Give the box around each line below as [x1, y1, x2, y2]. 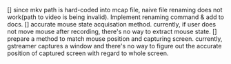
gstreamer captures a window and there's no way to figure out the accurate [7, 42, 222, 50]
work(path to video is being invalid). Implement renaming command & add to [7, 13, 224, 21]
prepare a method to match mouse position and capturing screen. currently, [7, 35, 223, 43]
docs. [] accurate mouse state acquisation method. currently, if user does [7, 20, 216, 28]
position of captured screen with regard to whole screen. [7, 49, 169, 57]
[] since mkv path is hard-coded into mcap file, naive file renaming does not [7, 6, 223, 14]
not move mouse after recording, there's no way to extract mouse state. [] [7, 27, 217, 35]
